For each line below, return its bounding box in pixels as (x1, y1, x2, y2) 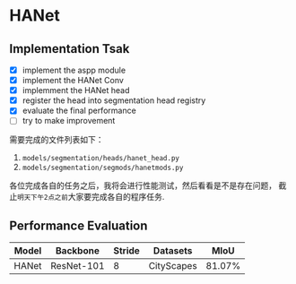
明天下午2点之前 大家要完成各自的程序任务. (17, 192, 165, 202)
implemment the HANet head (22, 85, 130, 96)
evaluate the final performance (22, 105, 136, 116)
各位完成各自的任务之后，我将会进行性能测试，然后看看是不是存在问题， (9, 180, 276, 191)
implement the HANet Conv (22, 75, 124, 86)
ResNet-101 (50, 260, 105, 272)
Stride (113, 245, 141, 257)
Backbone (55, 245, 100, 257)
